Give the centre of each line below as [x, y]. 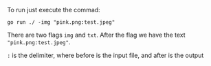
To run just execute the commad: [54, 10]
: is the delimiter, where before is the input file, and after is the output [105, 55]
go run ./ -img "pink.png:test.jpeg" [61, 22]
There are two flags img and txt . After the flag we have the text [96, 35]
